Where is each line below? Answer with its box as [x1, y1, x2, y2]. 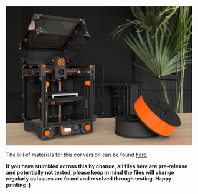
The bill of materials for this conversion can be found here [6, 151, 147, 158]
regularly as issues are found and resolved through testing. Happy [6, 175, 172, 182]
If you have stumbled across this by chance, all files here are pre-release [6, 163, 188, 169]
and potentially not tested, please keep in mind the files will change [6, 169, 175, 176]
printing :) [6, 182, 31, 188]
